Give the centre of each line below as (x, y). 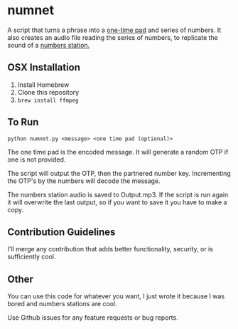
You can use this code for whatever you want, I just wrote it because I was (116, 296)
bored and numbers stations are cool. (62, 304)
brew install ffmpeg (48, 100)
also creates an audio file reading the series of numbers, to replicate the (113, 37)
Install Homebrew (43, 85)
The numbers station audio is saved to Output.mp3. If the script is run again (118, 194)
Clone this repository (48, 92)
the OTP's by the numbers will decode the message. (84, 181)
